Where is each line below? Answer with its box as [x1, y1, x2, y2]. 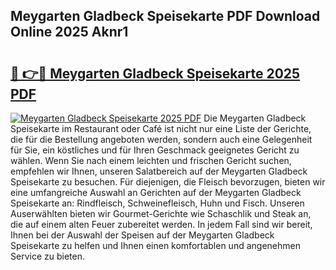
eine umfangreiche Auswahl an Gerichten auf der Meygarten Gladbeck [10, 187, 302, 198]
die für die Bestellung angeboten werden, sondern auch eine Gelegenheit [10, 134, 313, 145]
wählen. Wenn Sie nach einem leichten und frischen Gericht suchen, [10, 155, 292, 166]
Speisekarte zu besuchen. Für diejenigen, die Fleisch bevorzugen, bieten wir [10, 176, 326, 188]
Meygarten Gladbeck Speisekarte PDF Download [10, 8, 321, 25]
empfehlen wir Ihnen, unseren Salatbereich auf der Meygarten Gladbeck [10, 165, 308, 177]
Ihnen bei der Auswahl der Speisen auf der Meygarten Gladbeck [10, 229, 275, 241]
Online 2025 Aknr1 [10, 24, 129, 41]
